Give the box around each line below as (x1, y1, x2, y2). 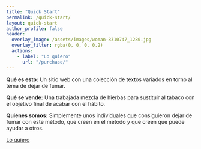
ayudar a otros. (6, 124, 44, 132)
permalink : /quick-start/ (6, 14, 71, 20)
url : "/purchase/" (22, 59, 68, 65)
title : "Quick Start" (6, 8, 61, 15)
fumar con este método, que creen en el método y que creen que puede (6, 118, 185, 125)
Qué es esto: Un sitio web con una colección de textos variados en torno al (6, 76, 193, 83)
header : (6, 31, 26, 37)
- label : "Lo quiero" (17, 53, 71, 59)
